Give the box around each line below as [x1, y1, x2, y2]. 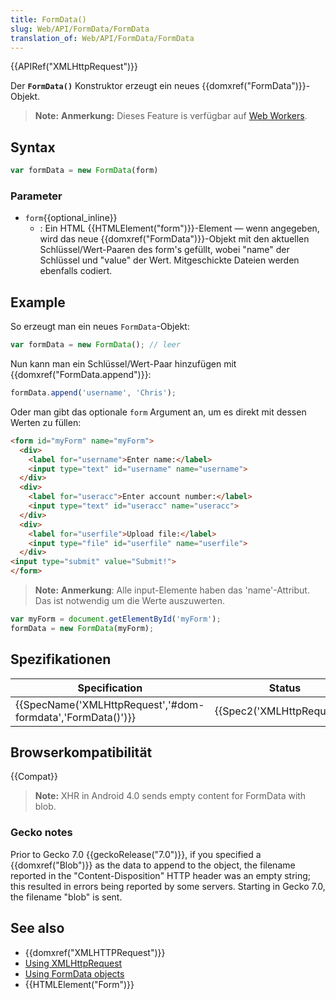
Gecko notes [10, 826, 73, 840]
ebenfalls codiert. [39, 265, 113, 277]
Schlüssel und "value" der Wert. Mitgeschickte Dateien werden [39, 254, 300, 266]
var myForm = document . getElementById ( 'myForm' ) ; [10, 614, 222, 625]
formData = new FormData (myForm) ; [10, 623, 155, 633]
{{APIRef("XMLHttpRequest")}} [10, 61, 139, 73]
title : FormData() [10, 14, 87, 25]
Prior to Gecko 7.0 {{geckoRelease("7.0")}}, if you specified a [10, 848, 262, 860]
